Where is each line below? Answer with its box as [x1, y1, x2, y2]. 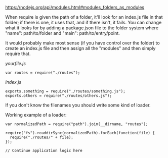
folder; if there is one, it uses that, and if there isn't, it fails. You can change [5, 20, 162, 25]
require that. [5, 50, 31, 57]
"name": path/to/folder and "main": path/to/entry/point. [5, 30, 120, 36]
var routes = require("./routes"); [5, 70, 80, 75]
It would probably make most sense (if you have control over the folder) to [5, 40, 160, 46]
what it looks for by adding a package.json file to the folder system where [5, 25, 158, 31]
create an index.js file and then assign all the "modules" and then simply [5, 45, 156, 51]
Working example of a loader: [5, 112, 67, 118]
